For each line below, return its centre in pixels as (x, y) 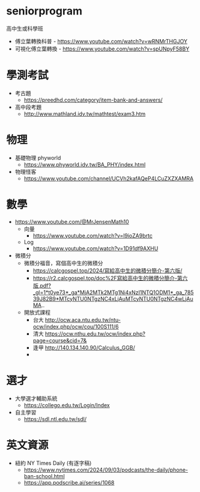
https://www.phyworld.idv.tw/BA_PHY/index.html (85, 164)
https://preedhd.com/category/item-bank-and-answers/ (93, 100)
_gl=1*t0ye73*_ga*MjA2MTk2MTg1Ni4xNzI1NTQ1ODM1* (103, 292)
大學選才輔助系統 (36, 398)
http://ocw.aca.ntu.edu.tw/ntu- (83, 319)
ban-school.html (44, 476)
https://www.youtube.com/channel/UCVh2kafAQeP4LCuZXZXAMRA (109, 178)
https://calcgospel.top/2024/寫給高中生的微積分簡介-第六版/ (108, 270)
